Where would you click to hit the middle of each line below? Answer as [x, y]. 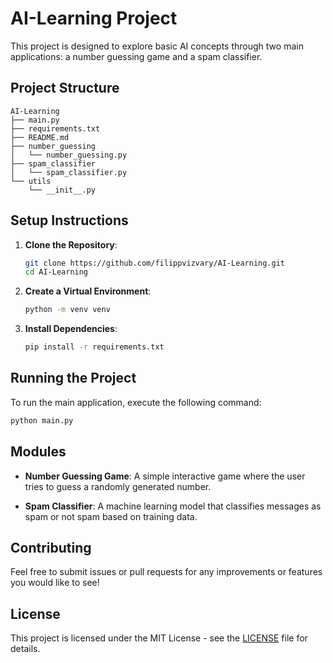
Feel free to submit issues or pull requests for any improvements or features [166, 572]
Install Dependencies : [71, 329]
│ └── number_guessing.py [69, 155]
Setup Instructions [69, 220]
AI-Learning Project [94, 18]
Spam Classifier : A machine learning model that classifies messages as [173, 506]
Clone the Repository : [71, 244]
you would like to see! [55, 583]
